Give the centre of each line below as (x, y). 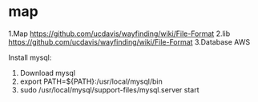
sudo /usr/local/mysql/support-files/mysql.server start (109, 89)
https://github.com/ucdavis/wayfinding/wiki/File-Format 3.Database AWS (129, 41)
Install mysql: (30, 57)
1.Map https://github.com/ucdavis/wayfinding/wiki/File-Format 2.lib (119, 33)
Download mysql (48, 73)
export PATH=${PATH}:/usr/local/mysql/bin (91, 81)
